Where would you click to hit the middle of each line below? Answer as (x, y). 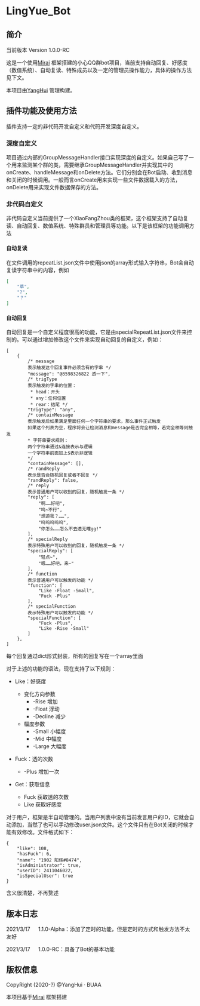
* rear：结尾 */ (49, 405)
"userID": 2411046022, (45, 871)
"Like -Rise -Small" (64, 629)
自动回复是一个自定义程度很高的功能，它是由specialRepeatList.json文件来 (96, 332)
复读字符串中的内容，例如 (38, 270)
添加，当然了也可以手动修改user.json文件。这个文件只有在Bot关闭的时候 (100, 825)
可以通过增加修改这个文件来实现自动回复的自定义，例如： (92, 340)
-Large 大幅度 (50, 746)
